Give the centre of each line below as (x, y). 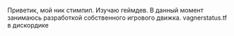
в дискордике (28, 25)
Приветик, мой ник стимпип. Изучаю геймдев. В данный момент (105, 10)
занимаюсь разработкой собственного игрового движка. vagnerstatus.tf (117, 18)
